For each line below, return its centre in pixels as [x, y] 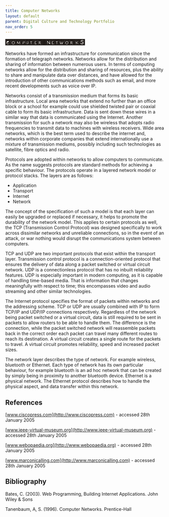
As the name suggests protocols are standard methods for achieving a [79, 165]
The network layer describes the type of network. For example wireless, [80, 360]
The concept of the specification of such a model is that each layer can [80, 212]
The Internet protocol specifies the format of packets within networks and [82, 301]
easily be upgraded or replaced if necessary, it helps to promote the [76, 217]
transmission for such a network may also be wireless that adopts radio [80, 123]
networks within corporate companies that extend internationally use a [79, 139]
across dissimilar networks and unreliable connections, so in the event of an [85, 233]
